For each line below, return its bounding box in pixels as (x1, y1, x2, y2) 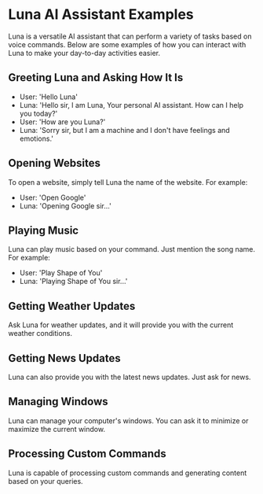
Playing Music (8, 223, 79, 237)
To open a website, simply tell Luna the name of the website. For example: (8, 177, 248, 186)
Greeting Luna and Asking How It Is (8, 71, 184, 84)
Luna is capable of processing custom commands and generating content (8, 468, 247, 477)
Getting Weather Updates (8, 299, 136, 312)
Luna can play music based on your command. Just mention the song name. (8, 245, 256, 254)
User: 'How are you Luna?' (19, 116, 106, 127)
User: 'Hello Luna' (19, 92, 79, 101)
